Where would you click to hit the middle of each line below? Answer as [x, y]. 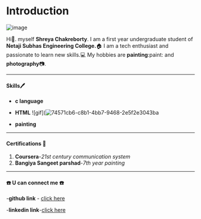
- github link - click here [36, 198]
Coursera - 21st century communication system [72, 157]
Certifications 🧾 [26, 143]
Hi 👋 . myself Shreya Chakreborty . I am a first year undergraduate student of [100, 39]
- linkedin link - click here [36, 209]
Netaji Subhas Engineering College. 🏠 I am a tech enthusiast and [87, 45]
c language [29, 101]
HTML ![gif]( [30, 113]
